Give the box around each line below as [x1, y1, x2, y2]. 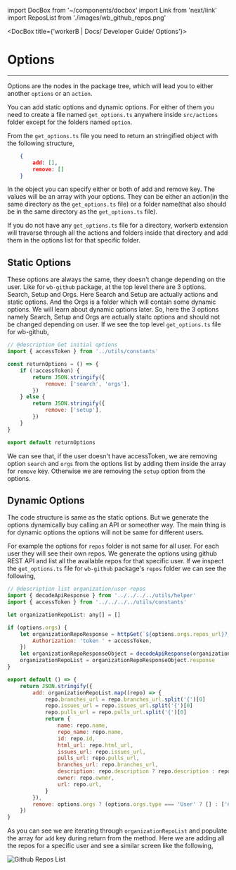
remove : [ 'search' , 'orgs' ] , [44, 380, 131, 387]
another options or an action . [7, 89, 93, 97]
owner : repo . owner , [57, 775, 114, 782]
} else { [20, 393, 46, 400]
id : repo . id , [57, 735, 96, 742]
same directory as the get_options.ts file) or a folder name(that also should [7, 200, 227, 209]
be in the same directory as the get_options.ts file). [7, 207, 158, 216]
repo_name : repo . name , [57, 728, 124, 735]
